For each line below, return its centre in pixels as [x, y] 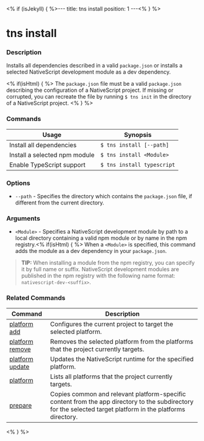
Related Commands [36, 298]
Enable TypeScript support [48, 165]
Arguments [23, 218]
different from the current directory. [59, 203]
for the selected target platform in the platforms [117, 409]
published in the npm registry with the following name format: [98, 276]
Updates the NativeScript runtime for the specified [122, 359]
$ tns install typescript [138, 165]
